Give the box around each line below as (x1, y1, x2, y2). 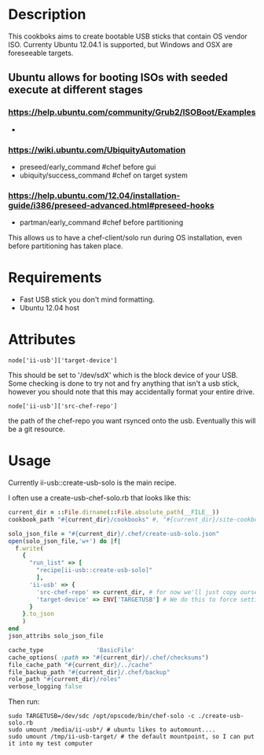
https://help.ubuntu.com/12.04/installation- (8, 190, 181, 201)
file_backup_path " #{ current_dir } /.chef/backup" (8, 668, 170, 676)
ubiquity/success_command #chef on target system (19, 170, 189, 180)
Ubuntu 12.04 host (19, 303, 80, 313)
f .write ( (15, 544, 44, 552)
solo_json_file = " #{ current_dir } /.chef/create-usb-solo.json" (8, 530, 220, 537)
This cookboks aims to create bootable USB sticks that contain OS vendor (8, 31, 247, 41)
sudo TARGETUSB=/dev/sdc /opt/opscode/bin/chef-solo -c (8, 713, 195, 720)
